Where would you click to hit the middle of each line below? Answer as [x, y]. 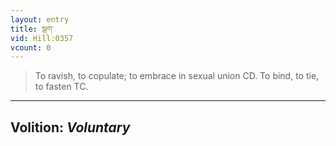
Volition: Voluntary [70, 127]
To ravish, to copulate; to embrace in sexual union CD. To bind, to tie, [177, 76]
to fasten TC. [61, 87]
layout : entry [40, 19]
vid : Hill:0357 [42, 38]
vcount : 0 [31, 47]
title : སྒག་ [32, 29]
